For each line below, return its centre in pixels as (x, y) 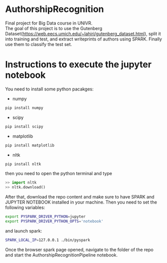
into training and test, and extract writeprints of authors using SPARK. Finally (83, 39)
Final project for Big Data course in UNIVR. (49, 23)
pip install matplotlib (30, 145)
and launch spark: (24, 230)
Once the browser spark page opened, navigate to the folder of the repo (79, 249)
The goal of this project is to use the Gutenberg (54, 28)
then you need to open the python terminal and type (59, 173)
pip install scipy (24, 126)
